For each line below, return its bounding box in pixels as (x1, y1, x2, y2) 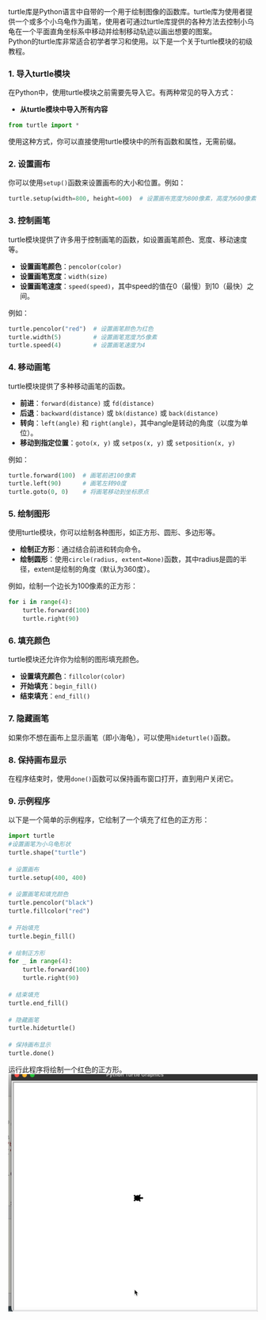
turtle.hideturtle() (8, 1024, 77, 1032)
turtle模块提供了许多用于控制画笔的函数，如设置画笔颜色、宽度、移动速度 (8, 235, 248, 244)
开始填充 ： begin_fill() (19, 681, 97, 691)
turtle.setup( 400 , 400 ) (8, 874, 87, 882)
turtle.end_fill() (8, 999, 69, 1007)
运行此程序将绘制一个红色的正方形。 (8, 1065, 127, 1074)
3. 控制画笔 (8, 215, 51, 226)
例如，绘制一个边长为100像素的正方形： (8, 581, 139, 591)
